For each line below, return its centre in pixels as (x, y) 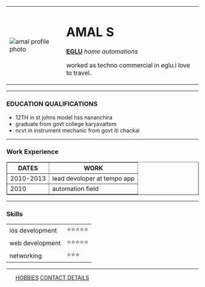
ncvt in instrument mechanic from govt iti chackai (77, 130)
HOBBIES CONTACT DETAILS (52, 278)
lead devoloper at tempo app (94, 178)
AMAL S (90, 32)
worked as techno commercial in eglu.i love (128, 65)
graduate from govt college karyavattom (66, 124)
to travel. (79, 73)
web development (35, 243)
